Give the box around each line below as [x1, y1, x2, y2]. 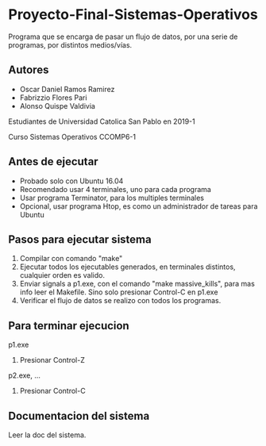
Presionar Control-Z [19, 356, 85, 365]
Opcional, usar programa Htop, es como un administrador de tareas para [19, 201, 258, 211]
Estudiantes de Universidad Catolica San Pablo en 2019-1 [8, 117, 196, 126]
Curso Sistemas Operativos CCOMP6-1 [8, 132, 137, 141]
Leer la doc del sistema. [8, 430, 87, 440]
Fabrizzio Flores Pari [19, 93, 87, 102]
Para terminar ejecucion [8, 319, 129, 333]
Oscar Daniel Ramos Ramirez [19, 84, 115, 94]
